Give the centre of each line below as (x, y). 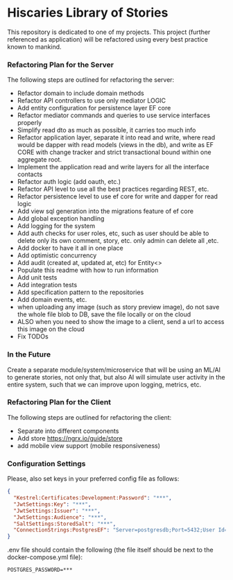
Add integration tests (47, 285)
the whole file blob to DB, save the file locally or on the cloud (104, 314)
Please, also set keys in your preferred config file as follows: (93, 479)
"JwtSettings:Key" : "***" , (52, 504)
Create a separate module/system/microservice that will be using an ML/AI (114, 370)
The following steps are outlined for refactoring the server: (91, 80)
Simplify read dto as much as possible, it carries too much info (106, 130)
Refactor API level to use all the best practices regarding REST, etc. (113, 189)
